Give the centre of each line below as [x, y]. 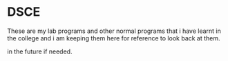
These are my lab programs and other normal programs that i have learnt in [114, 31]
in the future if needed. [40, 51]
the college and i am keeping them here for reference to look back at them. [114, 38]
